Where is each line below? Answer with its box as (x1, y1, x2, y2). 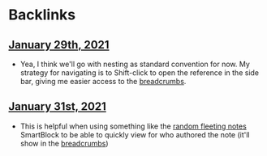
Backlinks (8, 6, 76, 24)
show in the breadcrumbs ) (19, 138, 109, 148)
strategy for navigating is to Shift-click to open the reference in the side (19, 68, 260, 78)
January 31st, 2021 (8, 99, 107, 114)
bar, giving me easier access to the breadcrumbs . (19, 77, 187, 86)
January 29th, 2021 (8, 38, 110, 52)
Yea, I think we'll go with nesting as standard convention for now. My (19, 59, 250, 69)
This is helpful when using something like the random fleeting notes (19, 121, 248, 131)
